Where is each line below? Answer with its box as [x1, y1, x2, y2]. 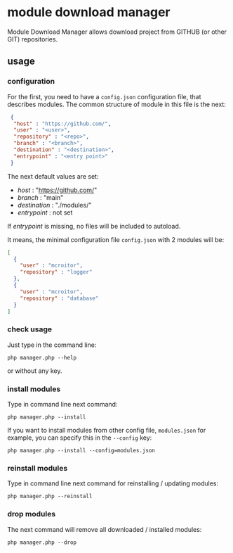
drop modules [7, 509, 56, 519]
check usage [7, 324, 53, 334]
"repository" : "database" [20, 295, 99, 302]
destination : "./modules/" [17, 201, 92, 209]
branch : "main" [17, 193, 64, 201]
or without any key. [7, 367, 62, 375]
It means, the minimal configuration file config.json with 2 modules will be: [7, 235, 225, 243]
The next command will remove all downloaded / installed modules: [7, 525, 202, 533]
